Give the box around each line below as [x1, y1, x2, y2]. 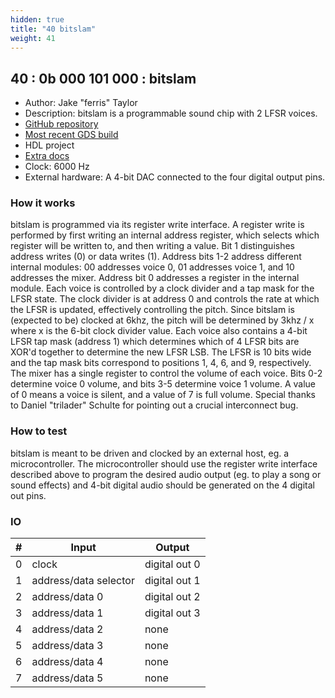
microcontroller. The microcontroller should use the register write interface [10, 457, 318, 470]
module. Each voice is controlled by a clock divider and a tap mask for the [10, 282, 315, 295]
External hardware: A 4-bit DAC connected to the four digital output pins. [24, 171, 326, 183]
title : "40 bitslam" [10, 24, 97, 34]
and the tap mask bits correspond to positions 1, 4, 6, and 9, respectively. [10, 357, 312, 369]
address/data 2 [31, 622, 104, 636]
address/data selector [31, 574, 135, 588]
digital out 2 [144, 590, 201, 604]
